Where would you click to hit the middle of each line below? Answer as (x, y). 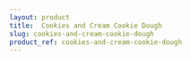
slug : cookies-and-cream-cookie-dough (82, 34)
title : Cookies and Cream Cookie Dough (86, 26)
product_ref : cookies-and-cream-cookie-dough (95, 42)
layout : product (39, 17)
